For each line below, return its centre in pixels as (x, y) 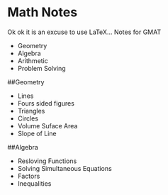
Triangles (31, 111)
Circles (28, 118)
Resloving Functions (47, 161)
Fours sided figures (46, 103)
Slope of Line (37, 133)
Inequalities (34, 183)
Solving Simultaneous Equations (65, 168)
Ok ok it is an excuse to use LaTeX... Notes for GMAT (84, 32)
